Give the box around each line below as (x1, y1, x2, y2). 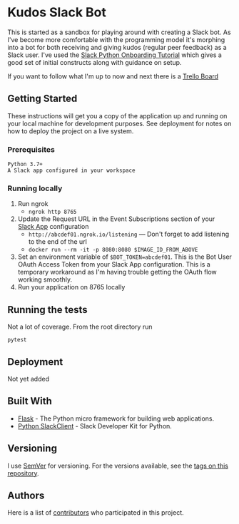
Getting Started (7, 93, 78, 105)
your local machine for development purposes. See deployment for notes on (7, 119, 232, 128)
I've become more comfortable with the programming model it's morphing (7, 35, 225, 43)
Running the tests (7, 304, 88, 316)
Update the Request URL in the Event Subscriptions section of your (17, 215, 215, 223)
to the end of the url (28, 237, 87, 246)
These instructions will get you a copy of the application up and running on (7, 111, 228, 120)
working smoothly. (17, 275, 73, 284)
